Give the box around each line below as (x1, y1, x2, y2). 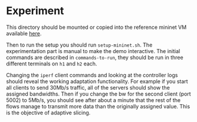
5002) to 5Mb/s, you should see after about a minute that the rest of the (6, 96, 181, 104)
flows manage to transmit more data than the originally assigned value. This (6, 103, 191, 110)
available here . (6, 29, 42, 37)
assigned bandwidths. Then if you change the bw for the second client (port (6, 90, 191, 97)
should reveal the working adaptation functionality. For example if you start (6, 78, 188, 85)
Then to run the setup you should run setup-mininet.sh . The (6, 41, 153, 48)
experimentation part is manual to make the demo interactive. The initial (6, 47, 180, 54)
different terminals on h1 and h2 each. (6, 60, 97, 67)
